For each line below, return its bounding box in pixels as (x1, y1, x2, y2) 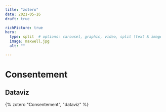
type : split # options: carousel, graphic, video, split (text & (9, 34, 149, 39)
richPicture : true (5, 25, 43, 30)
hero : (5, 30, 16, 35)
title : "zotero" (5, 7, 39, 12)
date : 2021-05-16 (5, 12, 41, 17)
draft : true (5, 16, 30, 21)
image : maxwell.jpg (9, 39, 50, 44)
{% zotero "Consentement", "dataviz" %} (5, 101, 89, 107)
